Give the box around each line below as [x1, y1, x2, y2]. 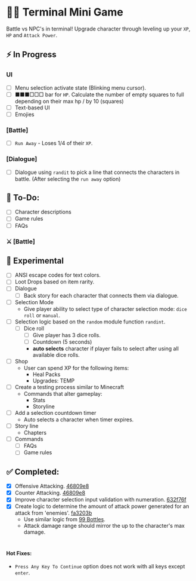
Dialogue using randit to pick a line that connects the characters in [14, 169, 180, 176]
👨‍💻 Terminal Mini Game [6, 5, 124, 19]
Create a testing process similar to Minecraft [14, 383, 124, 390]
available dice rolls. [32, 351, 80, 358]
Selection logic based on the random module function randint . [14, 318, 166, 325]
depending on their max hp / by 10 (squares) [14, 97, 124, 105]
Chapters [23, 429, 46, 436]
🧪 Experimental [6, 255, 64, 265]
